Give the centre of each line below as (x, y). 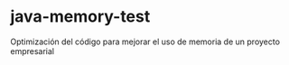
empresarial (33, 51)
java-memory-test (80, 17)
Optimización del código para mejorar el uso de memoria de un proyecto (145, 42)
